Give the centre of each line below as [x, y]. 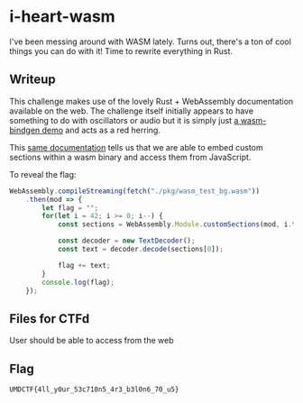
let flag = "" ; [70, 208]
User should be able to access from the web [92, 341]
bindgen [25, 130]
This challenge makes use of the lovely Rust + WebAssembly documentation [151, 101]
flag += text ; [84, 265]
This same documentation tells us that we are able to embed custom [136, 147]
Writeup [32, 80]
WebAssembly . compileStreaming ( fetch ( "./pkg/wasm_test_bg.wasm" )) [134, 191]
